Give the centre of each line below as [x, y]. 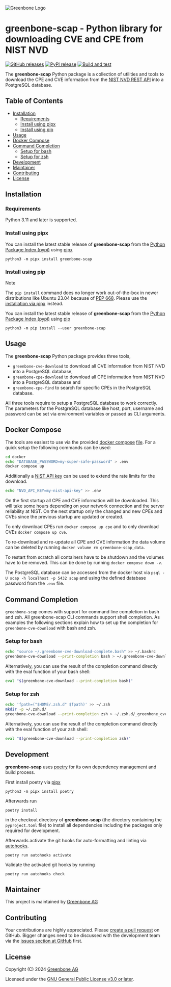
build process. [20, 772]
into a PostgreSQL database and [47, 382]
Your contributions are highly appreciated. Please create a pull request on [82, 930]
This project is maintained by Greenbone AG [52, 902]
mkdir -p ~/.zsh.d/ [26, 709]
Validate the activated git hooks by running [50, 865]
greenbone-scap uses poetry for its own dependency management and [81, 767]
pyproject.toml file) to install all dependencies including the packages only [84, 825]
